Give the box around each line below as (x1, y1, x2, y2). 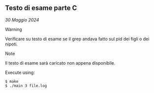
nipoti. (5, 41, 18, 47)
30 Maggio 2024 (5, 17, 39, 23)
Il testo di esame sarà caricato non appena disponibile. (5, 60, 116, 66)
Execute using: (5, 70, 35, 75)
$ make (5, 79, 19, 84)
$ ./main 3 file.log (5, 83, 48, 88)
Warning (5, 26, 22, 32)
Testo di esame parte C (5, 4, 77, 12)
